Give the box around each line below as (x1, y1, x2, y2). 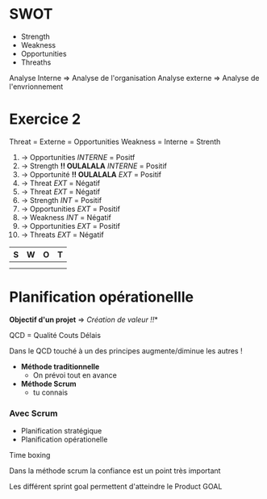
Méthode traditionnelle (20, 362, 100, 371)
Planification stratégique (20, 426, 102, 436)
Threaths (20, 57, 52, 67)
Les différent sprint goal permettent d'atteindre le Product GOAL (9, 482, 223, 492)
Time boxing (9, 450, 51, 460)
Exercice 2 (9, 110, 81, 129)
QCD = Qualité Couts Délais (9, 330, 102, 340)
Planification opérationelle (20, 434, 108, 445)
